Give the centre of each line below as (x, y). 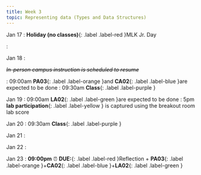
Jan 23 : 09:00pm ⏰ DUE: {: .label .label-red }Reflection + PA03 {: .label (95, 158)
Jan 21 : (16, 135)
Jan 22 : (17, 147)
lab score (18, 112)
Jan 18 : (16, 58)
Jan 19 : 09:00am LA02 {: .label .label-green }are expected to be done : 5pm (100, 99)
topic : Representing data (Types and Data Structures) (76, 17)
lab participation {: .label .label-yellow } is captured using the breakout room (101, 105)
